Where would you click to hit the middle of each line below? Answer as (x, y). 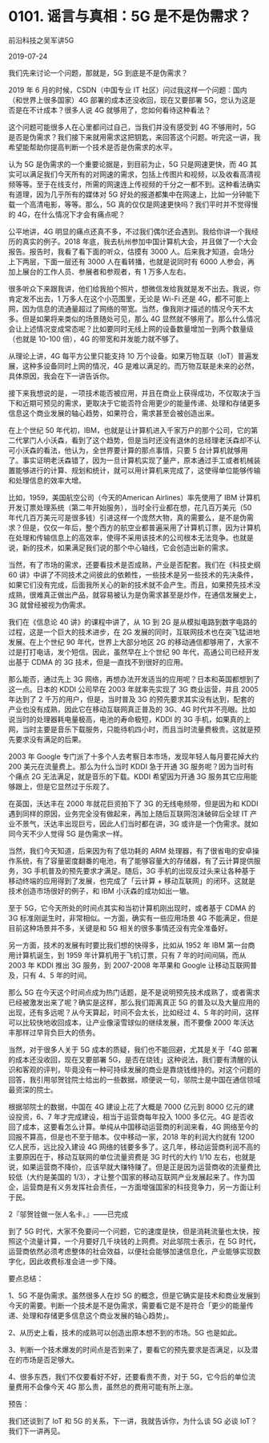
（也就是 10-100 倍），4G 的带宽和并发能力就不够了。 (96, 339)
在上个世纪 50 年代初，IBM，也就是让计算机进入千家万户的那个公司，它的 (130, 430)
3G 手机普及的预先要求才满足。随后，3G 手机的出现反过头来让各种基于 (139, 870)
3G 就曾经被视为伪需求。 (49, 605)
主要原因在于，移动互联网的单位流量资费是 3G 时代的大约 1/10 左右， (122, 1156)
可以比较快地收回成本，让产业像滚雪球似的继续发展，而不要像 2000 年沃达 (131, 1022)
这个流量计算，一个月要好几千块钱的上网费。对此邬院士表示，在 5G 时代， (137, 1241)
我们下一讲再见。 (36, 1431)
